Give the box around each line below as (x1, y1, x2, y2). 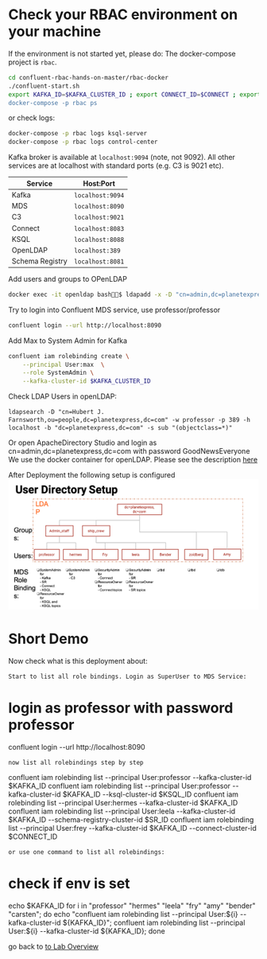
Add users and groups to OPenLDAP (8, 274, 127, 283)
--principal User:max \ (22, 361, 105, 368)
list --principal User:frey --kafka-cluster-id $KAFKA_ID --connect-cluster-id (8, 823, 257, 832)
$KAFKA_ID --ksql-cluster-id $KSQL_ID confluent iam (62, 789, 239, 799)
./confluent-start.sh (8, 82, 80, 90)
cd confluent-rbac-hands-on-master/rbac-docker (8, 73, 169, 81)
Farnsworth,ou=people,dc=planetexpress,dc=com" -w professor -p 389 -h (8, 416, 250, 424)
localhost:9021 (74, 213, 125, 222)
